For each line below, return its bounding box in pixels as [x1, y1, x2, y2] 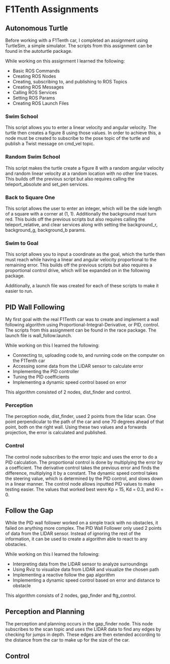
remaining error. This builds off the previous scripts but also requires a [5, 262, 152, 268]
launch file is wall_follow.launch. [5, 333, 72, 339]
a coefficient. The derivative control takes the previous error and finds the [5, 464, 160, 471]
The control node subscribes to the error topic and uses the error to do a [5, 454, 157, 460]
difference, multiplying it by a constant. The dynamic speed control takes [5, 470, 158, 476]
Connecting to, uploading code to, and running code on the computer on [12, 352, 165, 358]
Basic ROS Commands [12, 68, 60, 74]
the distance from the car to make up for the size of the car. [5, 637, 130, 643]
